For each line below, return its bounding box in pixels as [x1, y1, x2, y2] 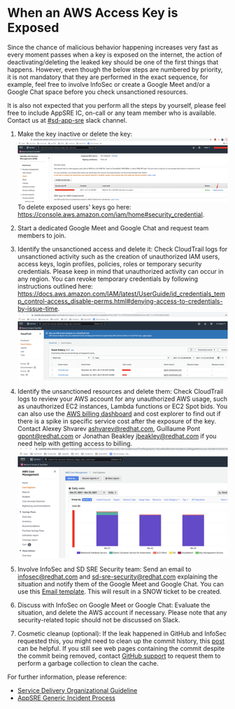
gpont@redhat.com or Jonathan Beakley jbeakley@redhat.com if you [17, 432, 217, 441]
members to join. [17, 231, 66, 240]
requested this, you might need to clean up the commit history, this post [17, 636, 225, 645]
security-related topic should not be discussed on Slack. [17, 615, 180, 624]
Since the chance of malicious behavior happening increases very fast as [7, 43, 219, 51]
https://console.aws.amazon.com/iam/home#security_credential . [17, 210, 205, 219]
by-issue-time [17, 304, 58, 312]
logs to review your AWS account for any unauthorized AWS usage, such [17, 394, 227, 404]
